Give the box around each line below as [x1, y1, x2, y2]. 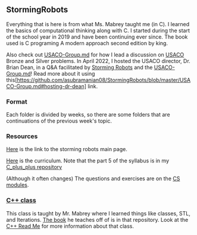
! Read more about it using [30, 70, 95, 77]
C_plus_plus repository [6, 164, 62, 171]
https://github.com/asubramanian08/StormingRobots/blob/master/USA [17, 76, 191, 83]
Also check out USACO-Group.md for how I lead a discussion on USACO [6, 51, 185, 58]
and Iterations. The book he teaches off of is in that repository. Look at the [6, 216, 189, 223]
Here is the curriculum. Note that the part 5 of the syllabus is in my [6, 157, 170, 164]
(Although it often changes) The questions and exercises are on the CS [6, 175, 180, 182]
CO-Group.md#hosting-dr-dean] [6, 83, 87, 90]
